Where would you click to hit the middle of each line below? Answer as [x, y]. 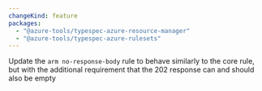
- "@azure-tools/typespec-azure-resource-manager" [103, 31]
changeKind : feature [43, 16]
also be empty [32, 78]
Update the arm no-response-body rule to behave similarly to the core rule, [132, 61]
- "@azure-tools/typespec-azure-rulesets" [88, 38]
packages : [25, 23]
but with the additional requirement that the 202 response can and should [131, 70]
